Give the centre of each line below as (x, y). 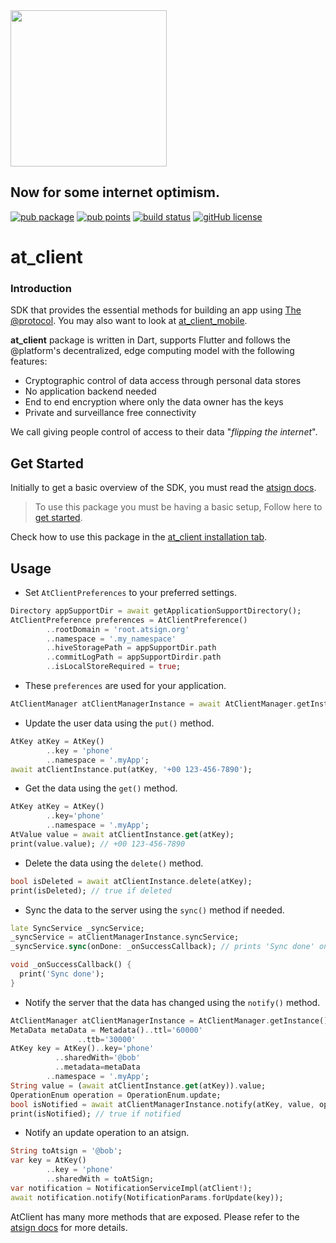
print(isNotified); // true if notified (96, 1114)
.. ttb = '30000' (107, 1039)
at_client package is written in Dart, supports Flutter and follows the (150, 340)
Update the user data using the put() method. (119, 723)
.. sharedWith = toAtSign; (100, 1179)
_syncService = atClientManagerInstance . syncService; (125, 937)
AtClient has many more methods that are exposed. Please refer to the (155, 1216)
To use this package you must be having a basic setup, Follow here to (178, 507)
